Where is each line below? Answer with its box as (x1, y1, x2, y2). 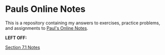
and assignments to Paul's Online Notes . (5, 25, 88, 31)
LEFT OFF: (5, 35, 27, 41)
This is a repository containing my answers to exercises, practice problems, (5, 20, 161, 26)
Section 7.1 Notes (5, 44, 40, 50)
